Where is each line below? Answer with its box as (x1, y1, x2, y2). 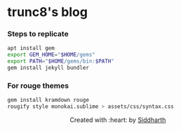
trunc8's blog (7, 4, 88, 20)
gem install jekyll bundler (7, 64, 90, 72)
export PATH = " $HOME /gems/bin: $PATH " (7, 58, 114, 65)
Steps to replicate (7, 29, 69, 39)
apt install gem (7, 45, 55, 52)
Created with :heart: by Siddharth (69, 116, 166, 124)
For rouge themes (7, 81, 69, 91)
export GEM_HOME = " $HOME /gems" (7, 52, 96, 59)
